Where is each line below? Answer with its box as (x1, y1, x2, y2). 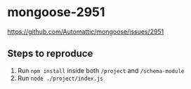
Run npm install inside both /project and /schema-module (17, 66, 185, 74)
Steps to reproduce (7, 48, 93, 60)
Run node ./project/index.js (17, 74, 103, 82)
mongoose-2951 (7, 4, 105, 20)
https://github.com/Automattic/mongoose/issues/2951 (7, 27, 164, 36)
